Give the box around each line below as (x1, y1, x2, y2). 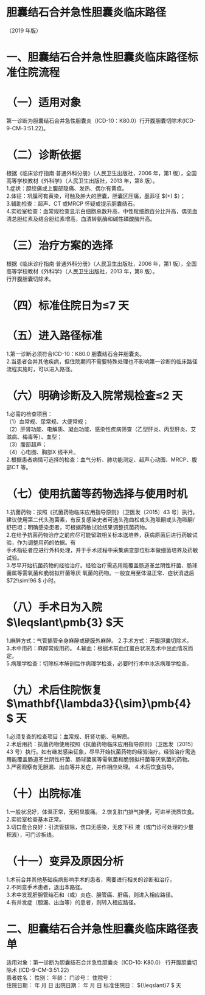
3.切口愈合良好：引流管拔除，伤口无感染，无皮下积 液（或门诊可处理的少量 (6, 823, 194, 831)
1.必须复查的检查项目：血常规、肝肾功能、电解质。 (6, 733, 133, 740)
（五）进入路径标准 (6, 329, 103, 343)
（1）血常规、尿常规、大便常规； (6, 418, 89, 425)
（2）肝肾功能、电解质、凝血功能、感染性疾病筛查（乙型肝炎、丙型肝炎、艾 (6, 425, 196, 433)
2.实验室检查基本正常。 (6, 815, 65, 823)
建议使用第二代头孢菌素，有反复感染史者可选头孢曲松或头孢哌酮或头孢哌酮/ (6, 515, 195, 523)
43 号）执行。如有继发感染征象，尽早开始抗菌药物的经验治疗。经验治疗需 (6, 748, 190, 755)
